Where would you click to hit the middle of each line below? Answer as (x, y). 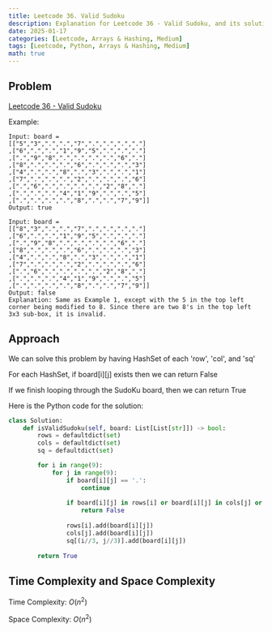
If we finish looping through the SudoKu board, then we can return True (127, 389)
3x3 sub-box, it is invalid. (57, 314)
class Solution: (36, 420)
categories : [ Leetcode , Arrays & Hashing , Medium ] (96, 39)
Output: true (30, 208)
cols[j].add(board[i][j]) (110, 533)
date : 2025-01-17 (38, 31)
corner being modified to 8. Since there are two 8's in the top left (130, 307)
